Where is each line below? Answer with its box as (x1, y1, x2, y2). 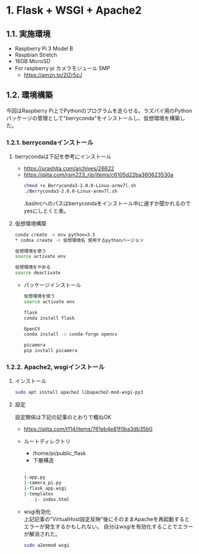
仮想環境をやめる (14, 264, 51, 270)
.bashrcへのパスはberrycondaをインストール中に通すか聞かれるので (23, 200, 191, 207)
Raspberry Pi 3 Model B (14, 45, 73, 52)
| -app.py (23, 474, 46, 480)
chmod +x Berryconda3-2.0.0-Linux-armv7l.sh (23, 183, 136, 189)
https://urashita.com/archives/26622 (23, 165, 114, 172)
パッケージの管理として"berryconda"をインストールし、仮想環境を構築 (6, 114, 181, 122)
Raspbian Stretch (14, 51, 58, 58)
